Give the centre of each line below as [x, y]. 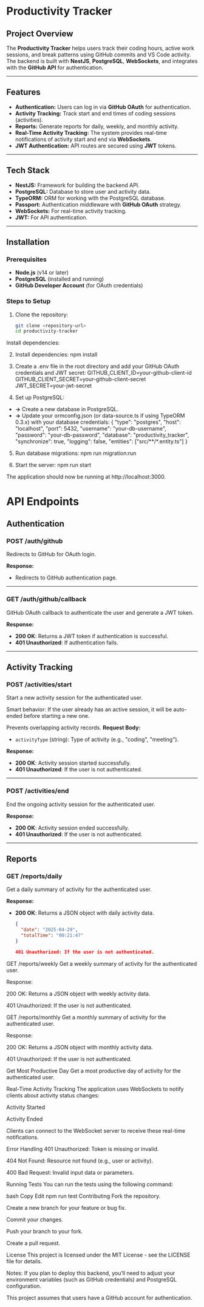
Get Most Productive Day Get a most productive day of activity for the [93, 1071]
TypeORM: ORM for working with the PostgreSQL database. [90, 198]
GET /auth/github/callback [46, 599]
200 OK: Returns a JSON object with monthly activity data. [80, 1047]
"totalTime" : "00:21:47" [52, 935]
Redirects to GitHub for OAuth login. [51, 555]
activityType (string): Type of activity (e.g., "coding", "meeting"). [97, 740]
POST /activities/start [39, 684]
